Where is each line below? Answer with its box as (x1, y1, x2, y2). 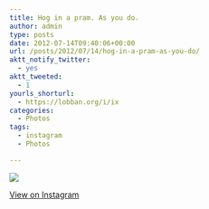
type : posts (9, 30, 54, 39)
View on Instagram (9, 189, 80, 200)
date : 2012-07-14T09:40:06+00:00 (9, 38, 136, 48)
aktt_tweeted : (9, 72, 63, 81)
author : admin (9, 22, 63, 31)
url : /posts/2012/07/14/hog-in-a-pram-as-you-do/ (9, 47, 201, 56)
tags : (9, 123, 30, 132)
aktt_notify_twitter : (9, 55, 91, 64)
